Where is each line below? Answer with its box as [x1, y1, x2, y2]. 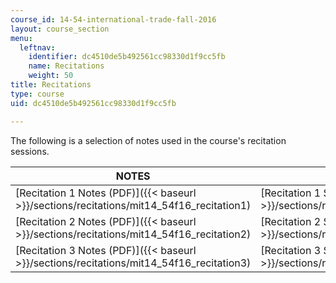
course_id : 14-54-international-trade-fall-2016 [10, 14, 217, 25]
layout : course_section [10, 24, 110, 34]
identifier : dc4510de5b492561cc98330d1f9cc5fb [28, 52, 226, 62]
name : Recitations [28, 61, 105, 71]
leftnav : [19, 42, 56, 53]
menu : [10, 33, 33, 43]
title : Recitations [10, 80, 92, 90]
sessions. [10, 145, 50, 157]
